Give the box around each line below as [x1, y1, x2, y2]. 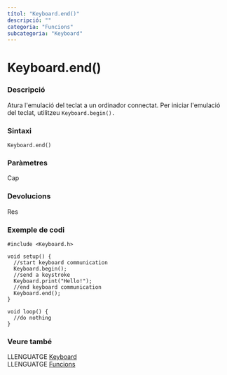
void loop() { [7, 308, 49, 315]
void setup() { [7, 253, 52, 260]
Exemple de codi [7, 225, 65, 235]
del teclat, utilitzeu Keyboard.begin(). [7, 108, 116, 116]
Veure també [7, 336, 53, 346]
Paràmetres [7, 158, 48, 168]
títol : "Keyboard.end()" [7, 10, 80, 18]
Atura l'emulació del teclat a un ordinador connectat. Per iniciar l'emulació [7, 101, 221, 109]
